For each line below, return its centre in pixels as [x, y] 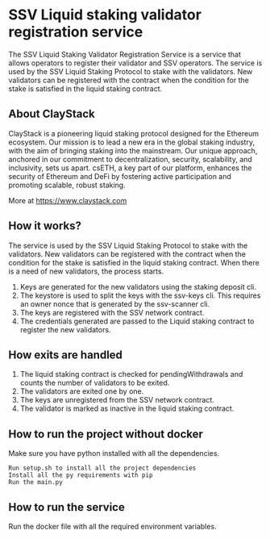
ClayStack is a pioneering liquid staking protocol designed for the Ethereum [134, 133]
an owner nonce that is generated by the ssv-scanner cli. [115, 303]
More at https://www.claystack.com [68, 200]
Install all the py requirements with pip [81, 475]
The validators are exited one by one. [82, 391]
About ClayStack [52, 114]
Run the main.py [35, 483]
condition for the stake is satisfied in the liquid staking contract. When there [134, 262]
